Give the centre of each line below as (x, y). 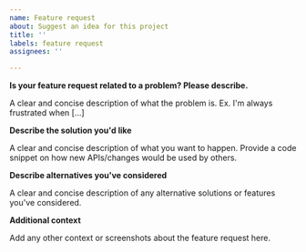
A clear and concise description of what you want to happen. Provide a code (153, 148)
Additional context (46, 220)
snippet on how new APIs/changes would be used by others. (123, 158)
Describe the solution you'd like (71, 131)
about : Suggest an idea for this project (89, 26)
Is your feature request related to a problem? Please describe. (129, 86)
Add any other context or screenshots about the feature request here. (140, 238)
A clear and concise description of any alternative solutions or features (143, 193)
